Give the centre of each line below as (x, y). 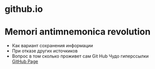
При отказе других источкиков (45, 51)
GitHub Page (25, 62)
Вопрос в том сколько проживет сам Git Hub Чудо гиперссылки (80, 56)
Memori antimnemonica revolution (77, 32)
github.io (24, 9)
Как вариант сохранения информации (52, 46)
